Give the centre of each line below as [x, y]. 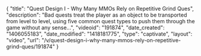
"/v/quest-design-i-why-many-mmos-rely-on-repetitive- [111, 40]
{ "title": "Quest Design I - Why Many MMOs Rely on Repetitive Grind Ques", [100, 9]
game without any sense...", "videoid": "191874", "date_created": [85, 27]
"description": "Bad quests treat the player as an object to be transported [97, 15]
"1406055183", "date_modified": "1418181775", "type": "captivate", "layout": [99, 34]
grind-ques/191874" [31, 46]
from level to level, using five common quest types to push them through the [100, 21]
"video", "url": [23, 40]
